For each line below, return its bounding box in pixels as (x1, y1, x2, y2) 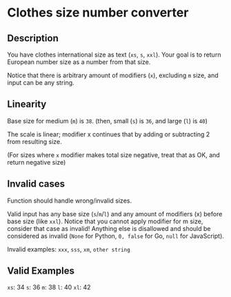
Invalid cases (7, 178, 66, 190)
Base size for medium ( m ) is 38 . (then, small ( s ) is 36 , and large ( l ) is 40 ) (7, 116, 208, 125)
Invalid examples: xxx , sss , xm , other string (7, 245, 131, 253)
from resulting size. (7, 137, 62, 145)
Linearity (7, 99, 47, 110)
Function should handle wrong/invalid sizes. (7, 196, 132, 205)
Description (7, 32, 59, 44)
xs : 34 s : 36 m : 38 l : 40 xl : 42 (7, 283, 91, 291)
